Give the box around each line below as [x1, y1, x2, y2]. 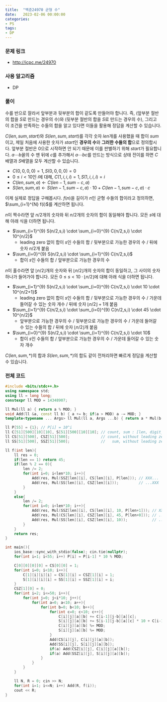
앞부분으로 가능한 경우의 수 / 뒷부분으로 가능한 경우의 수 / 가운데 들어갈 [19, 318, 157, 324]
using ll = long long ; [5, 393, 52, 398]
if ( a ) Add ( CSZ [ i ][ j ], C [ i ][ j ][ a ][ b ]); [49, 646, 130, 651]
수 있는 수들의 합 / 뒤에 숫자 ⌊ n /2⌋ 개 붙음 [19, 324, 98, 330]
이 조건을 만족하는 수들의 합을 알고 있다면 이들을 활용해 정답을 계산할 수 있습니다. [5, 122, 162, 128]
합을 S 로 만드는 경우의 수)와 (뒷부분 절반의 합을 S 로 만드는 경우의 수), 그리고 [10, 116, 157, 122]
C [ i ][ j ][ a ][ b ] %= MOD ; [58, 623, 106, 628]
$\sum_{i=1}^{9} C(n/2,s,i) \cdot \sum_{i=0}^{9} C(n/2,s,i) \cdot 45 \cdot [12, 307, 161, 313]
